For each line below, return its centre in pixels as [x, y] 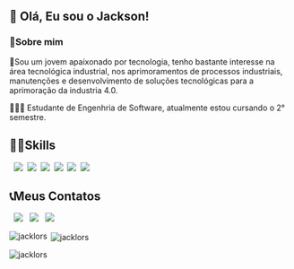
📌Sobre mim [36, 42]
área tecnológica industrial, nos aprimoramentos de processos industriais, [146, 71]
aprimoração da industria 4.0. [64, 90]
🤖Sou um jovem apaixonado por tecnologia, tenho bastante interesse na [142, 61]
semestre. [28, 117]
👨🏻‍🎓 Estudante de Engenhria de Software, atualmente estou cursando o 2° [147, 108]
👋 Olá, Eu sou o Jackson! [79, 17]
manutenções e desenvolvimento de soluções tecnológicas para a [131, 81]
